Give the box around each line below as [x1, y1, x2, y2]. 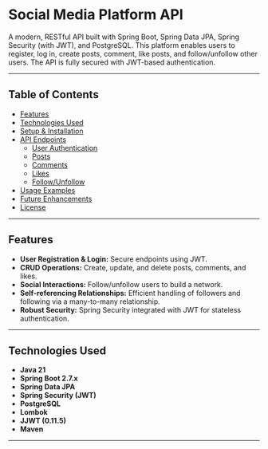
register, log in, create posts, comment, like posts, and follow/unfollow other [8, 49, 258, 58]
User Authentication [31, 143, 98, 152]
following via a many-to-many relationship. [19, 297, 161, 306]
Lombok [19, 408, 48, 417]
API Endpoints [19, 134, 66, 144]
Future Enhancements [19, 194, 93, 203]
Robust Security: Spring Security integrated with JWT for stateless [19, 305, 242, 314]
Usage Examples [19, 185, 76, 195]
